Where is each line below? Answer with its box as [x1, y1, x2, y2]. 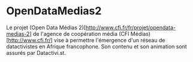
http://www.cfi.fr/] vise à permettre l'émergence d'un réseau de [8, 36, 165, 44]
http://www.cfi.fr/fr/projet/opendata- [85, 24, 176, 31]
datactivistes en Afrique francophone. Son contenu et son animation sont [6, 43, 187, 50]
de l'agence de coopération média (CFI [32, 30, 129, 37]
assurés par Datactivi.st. [6, 49, 66, 56]
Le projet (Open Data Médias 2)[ [6, 24, 86, 31]
